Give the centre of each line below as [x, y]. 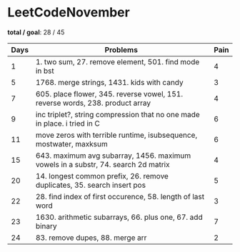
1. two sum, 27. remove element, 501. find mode [117, 61]
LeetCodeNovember [69, 12]
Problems [121, 49]
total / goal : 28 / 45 [36, 32]
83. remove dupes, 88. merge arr [91, 238]
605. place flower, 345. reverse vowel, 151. [109, 94]
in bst [45, 71]
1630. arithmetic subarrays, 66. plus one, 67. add [119, 217]
